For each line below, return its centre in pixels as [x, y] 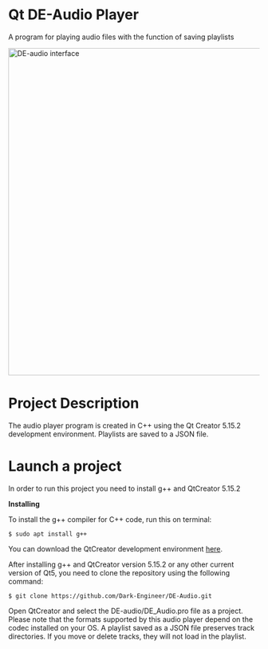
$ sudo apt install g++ [48, 534]
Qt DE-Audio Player [74, 15]
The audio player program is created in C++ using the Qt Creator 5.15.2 [125, 425]
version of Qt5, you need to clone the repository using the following [119, 572]
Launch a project [65, 466]
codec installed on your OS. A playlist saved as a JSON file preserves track [132, 627]
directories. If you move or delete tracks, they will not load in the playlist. [128, 636]
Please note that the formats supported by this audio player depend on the [131, 619]
